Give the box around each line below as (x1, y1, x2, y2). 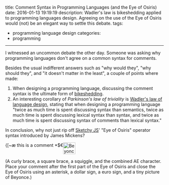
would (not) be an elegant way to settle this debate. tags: (5, 20, 123, 26)
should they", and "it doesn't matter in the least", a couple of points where (5, 70, 158, 76)
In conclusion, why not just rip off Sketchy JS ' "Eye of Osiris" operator (5, 127, 151, 133)
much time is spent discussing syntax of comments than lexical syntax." (12, 118, 162, 123)
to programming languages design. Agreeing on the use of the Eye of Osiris (5, 15, 162, 21)
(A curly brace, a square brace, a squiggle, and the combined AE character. (5, 158, 162, 164)
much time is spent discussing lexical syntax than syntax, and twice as (12, 112, 159, 118)
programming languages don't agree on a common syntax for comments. (5, 55, 157, 61)
